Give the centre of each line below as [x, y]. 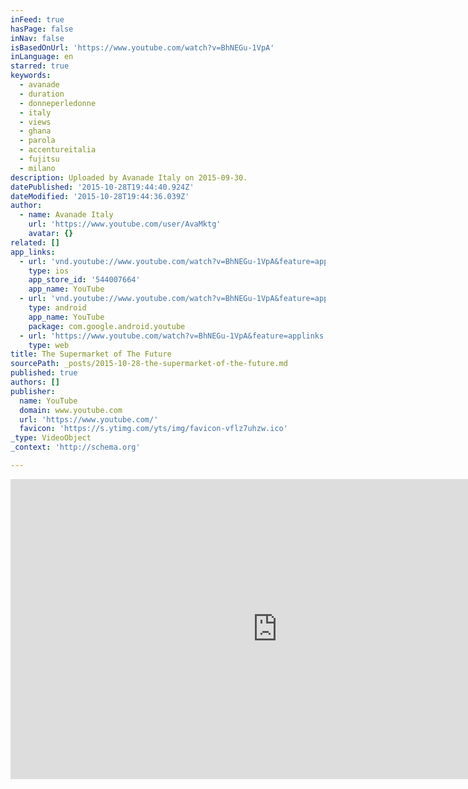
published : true [44, 373]
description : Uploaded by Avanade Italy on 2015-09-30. [129, 177]
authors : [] [35, 382]
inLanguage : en [42, 57]
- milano [37, 168]
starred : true [40, 66]
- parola [37, 141]
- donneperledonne [58, 103]
